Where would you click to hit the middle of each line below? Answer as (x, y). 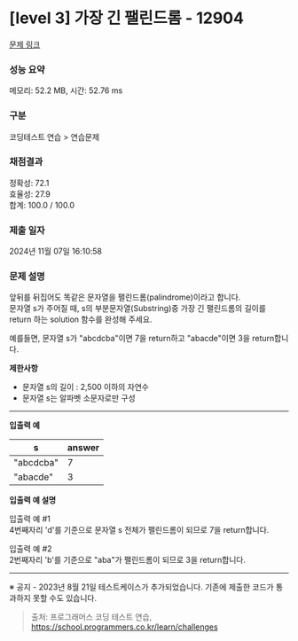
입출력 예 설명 (32, 500)
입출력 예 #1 (30, 519)
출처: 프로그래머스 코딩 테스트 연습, (91, 617)
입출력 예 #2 (31, 549)
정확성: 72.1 (29, 183)
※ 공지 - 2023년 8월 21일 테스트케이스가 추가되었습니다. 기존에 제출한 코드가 (141, 587)
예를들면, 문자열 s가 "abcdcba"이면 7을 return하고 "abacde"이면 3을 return (142, 339)
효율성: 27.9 (30, 194)
